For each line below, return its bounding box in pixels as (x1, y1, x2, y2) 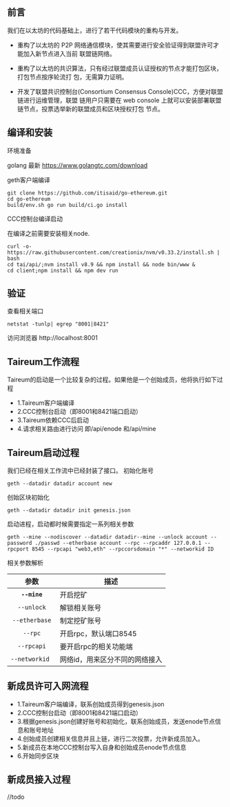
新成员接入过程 (7, 774, 71, 786)
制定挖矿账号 (59, 616, 102, 626)
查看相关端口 (7, 307, 43, 315)
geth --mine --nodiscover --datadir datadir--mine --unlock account (7, 534, 208, 541)
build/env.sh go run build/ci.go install (7, 201, 128, 208)
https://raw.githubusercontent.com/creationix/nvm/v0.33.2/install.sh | (7, 249, 220, 256)
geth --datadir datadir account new (7, 480, 112, 488)
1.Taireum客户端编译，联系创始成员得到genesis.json (17, 699, 165, 708)
